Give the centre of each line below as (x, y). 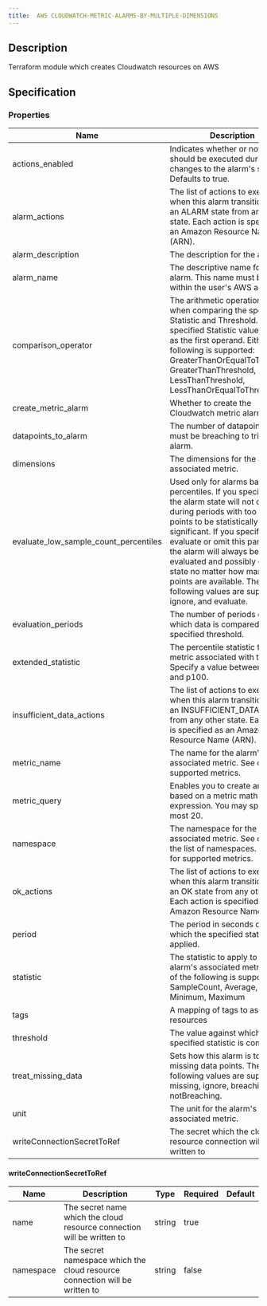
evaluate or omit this (207, 541)
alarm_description (46, 254)
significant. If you (202, 532)
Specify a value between (216, 667)
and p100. (189, 677)
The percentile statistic (213, 647)
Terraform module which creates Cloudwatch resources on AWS (114, 67)
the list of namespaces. (213, 848)
